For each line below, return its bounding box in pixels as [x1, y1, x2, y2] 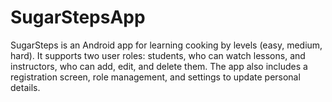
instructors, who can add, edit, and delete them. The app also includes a [10, 60, 308, 72]
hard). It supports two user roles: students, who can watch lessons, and [10, 49, 306, 61]
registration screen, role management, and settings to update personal [10, 71, 301, 83]
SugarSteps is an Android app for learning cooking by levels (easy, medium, [10, 39, 323, 51]
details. [10, 81, 41, 93]
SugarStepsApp [10, 6, 146, 29]
